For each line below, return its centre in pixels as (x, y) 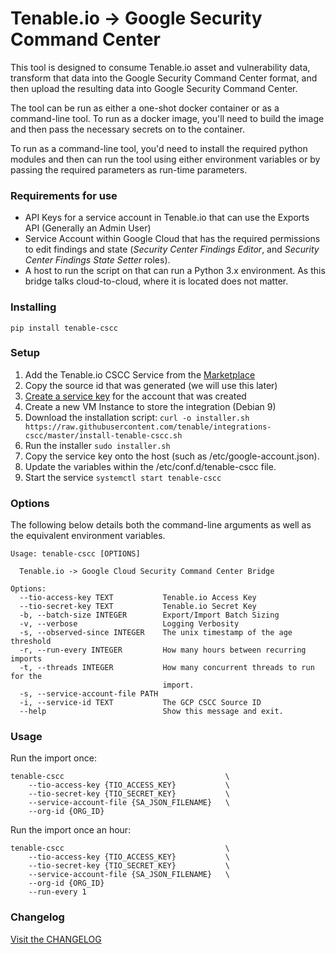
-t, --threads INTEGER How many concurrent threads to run (167, 668)
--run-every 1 (57, 892)
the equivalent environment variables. (88, 536)
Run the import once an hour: (71, 830)
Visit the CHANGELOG (56, 939)
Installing (33, 307)
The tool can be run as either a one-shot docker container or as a (145, 108)
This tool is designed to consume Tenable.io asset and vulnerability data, (160, 67)
